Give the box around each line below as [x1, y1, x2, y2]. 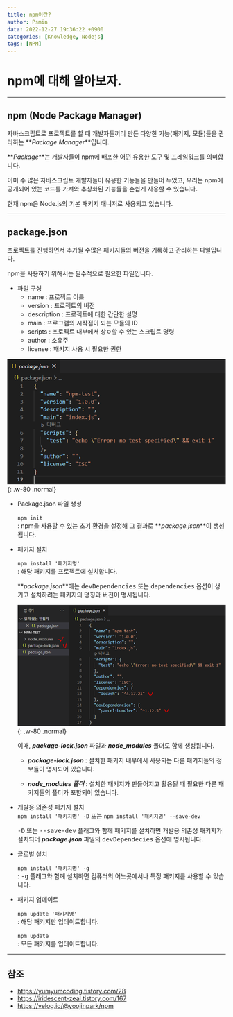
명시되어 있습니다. [46, 764, 95, 773]
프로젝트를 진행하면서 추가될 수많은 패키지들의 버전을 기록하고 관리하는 [7, 246, 198, 254]
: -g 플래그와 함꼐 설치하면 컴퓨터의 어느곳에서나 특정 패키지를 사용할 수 [17, 871, 212, 880]
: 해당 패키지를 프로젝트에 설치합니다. [17, 567, 118, 576]
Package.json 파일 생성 [17, 499, 82, 508]
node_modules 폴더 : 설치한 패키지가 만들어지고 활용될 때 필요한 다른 [27, 779, 217, 787]
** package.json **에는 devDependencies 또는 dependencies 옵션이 [17, 582, 214, 590]
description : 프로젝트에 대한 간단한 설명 [27, 309, 138, 318]
